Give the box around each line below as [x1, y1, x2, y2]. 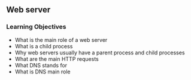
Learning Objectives [6, 23, 67, 31]
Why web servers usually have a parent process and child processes [14, 49, 185, 56]
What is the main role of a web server [14, 36, 108, 44]
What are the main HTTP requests [14, 55, 99, 62]
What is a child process [14, 42, 73, 50]
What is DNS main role [14, 68, 71, 75]
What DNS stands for [14, 61, 68, 69]
